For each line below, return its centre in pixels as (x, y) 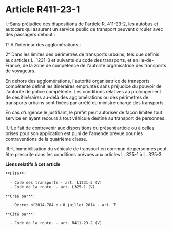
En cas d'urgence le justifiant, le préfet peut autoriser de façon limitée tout (84, 112)
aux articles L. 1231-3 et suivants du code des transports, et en (72, 60)
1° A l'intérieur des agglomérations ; (43, 44)
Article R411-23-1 (43, 9)
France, (13, 65)
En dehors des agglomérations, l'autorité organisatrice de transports (78, 81)
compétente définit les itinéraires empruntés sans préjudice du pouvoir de (83, 86)
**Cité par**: (21, 214)
